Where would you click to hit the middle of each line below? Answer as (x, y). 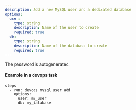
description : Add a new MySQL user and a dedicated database (68, 9)
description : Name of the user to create (56, 28)
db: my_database (34, 103)
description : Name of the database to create (61, 46)
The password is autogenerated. (38, 64)
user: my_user (32, 98)
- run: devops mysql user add (40, 90)
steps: (12, 86)
